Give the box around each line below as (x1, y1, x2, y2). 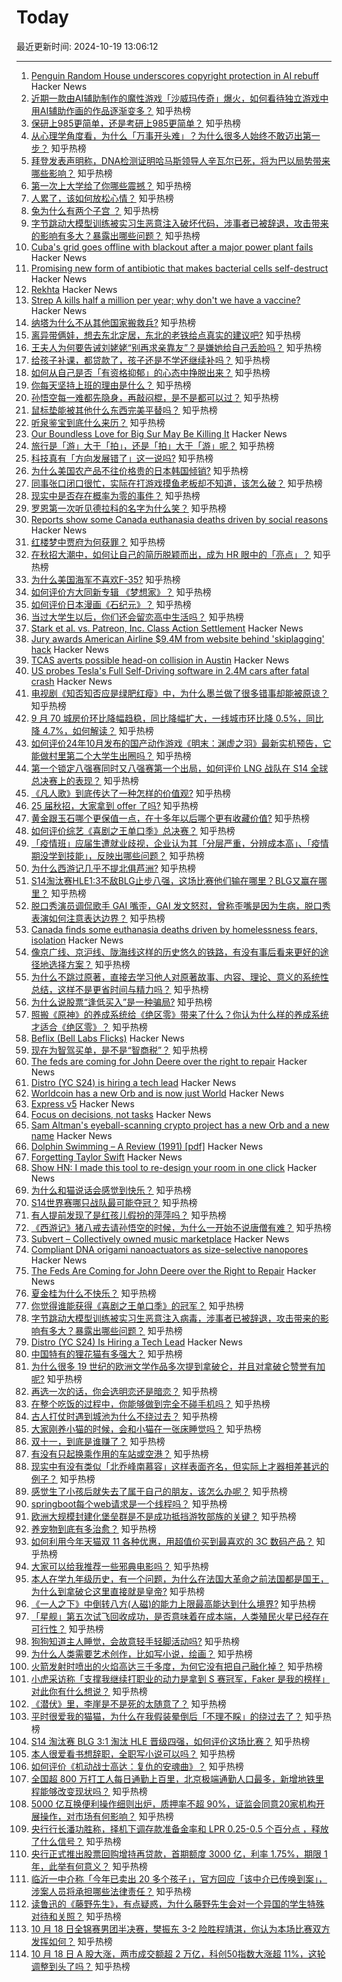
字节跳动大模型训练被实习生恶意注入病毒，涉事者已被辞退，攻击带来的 (30, 1312, 321, 1324)
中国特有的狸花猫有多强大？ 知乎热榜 (30, 1347, 183, 1360)
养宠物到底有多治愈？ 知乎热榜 (30, 1522, 157, 1535)
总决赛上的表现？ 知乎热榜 (30, 774, 139, 786)
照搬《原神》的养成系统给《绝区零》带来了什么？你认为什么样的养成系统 (30, 1008, 329, 1020)
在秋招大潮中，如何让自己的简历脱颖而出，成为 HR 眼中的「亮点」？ (30, 548, 312, 560)
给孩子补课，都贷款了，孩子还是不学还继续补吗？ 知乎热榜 (30, 354, 271, 366)
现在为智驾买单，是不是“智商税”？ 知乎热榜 (30, 1044, 209, 1056)
